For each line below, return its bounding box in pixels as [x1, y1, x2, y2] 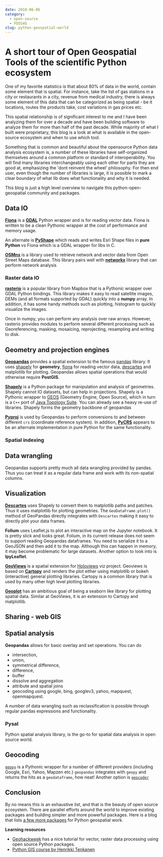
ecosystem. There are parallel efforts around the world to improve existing [5, 807, 155, 812]
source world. [5, 737, 33, 742]
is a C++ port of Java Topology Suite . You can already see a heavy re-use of [5, 399, 157, 405]
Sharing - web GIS [5, 613, 61, 621]
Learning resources [5, 826, 46, 833]
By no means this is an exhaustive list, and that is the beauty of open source [5, 801, 158, 807]
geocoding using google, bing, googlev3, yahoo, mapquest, [12, 688, 133, 694]
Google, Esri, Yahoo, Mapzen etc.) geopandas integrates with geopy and [5, 769, 146, 775]
